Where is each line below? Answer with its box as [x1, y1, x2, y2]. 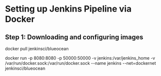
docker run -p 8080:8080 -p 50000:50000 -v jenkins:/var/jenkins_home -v [5, 55, 155, 61]
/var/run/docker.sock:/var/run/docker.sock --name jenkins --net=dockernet [5, 61, 156, 66]
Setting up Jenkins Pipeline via [5, 3, 132, 15]
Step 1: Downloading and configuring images [5, 33, 144, 41]
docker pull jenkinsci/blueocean [5, 46, 69, 51]
